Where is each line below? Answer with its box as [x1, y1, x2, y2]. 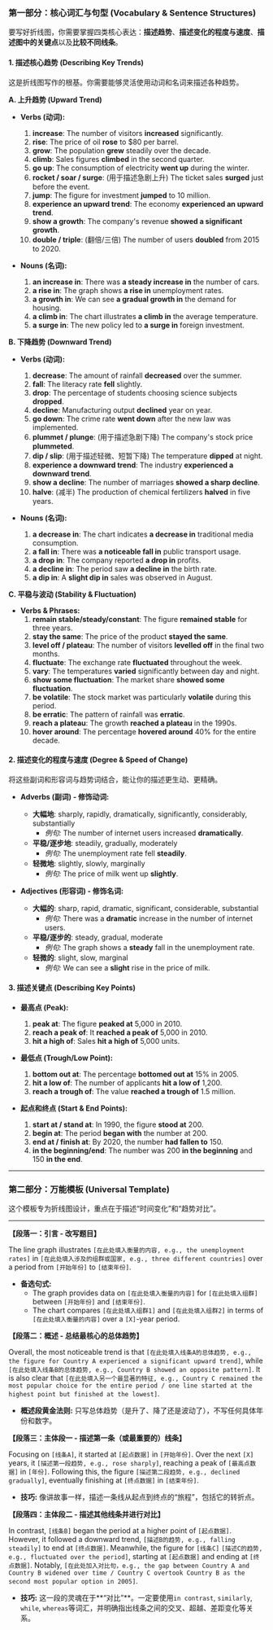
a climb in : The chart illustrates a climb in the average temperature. [32, 311, 258, 321]
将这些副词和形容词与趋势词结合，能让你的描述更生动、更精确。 [8, 774, 222, 784]
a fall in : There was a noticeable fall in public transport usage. [32, 546, 241, 556]
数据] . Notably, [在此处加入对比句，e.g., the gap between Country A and [14, 1561, 250, 1571]
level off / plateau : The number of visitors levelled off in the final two [32, 640, 264, 650]
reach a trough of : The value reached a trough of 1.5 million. [32, 1086, 236, 1096]
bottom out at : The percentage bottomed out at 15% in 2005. [32, 1069, 240, 1079]
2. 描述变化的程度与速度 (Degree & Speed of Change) [8, 755, 188, 765]
